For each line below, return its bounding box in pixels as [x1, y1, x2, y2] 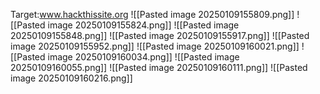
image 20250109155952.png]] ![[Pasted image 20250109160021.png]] [10, 40, 300, 52]
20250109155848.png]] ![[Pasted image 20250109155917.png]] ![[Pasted [10, 30, 310, 41]
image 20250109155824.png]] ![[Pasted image [47, 19, 240, 31]
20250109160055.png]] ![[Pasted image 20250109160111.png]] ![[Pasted [10, 62, 308, 73]
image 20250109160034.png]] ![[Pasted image [47, 51, 240, 63]
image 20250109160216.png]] [10, 72, 133, 84]
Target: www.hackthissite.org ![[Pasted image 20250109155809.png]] [10, 9, 295, 20]
